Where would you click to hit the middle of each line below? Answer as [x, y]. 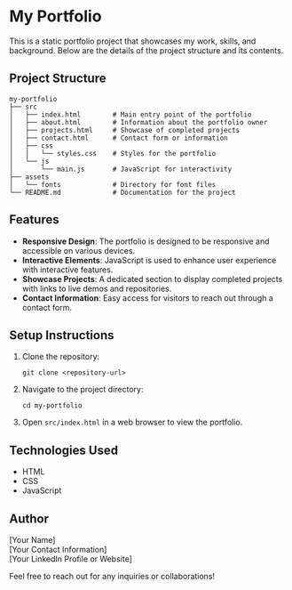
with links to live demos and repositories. [97, 288]
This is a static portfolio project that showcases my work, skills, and [133, 41]
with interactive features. [67, 270]
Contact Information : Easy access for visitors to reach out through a [147, 298]
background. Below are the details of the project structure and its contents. [146, 50]
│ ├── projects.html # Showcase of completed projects [125, 130]
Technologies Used [63, 450]
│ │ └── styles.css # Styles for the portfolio [113, 153]
